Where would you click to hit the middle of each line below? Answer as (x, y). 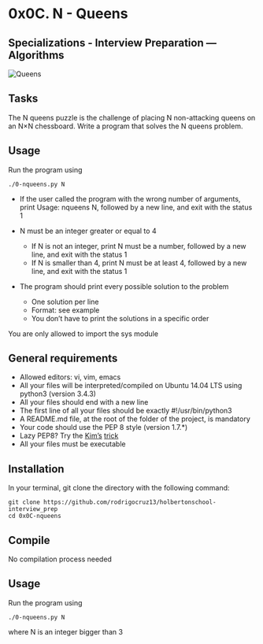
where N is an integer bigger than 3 (66, 631)
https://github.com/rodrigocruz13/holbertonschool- (130, 502)
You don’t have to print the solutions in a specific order (120, 318)
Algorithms (36, 55)
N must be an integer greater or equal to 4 (88, 231)
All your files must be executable (72, 444)
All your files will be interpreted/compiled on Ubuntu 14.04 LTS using (131, 386)
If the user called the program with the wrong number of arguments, (130, 198)
